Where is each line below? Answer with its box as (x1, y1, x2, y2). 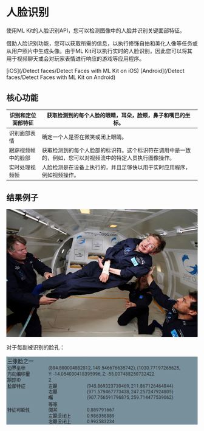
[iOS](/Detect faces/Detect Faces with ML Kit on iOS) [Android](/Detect (6, 67, 185, 74)
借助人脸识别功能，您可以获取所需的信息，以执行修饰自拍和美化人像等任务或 (6, 40, 198, 47)
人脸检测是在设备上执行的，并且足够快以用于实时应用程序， (41, 164, 191, 171)
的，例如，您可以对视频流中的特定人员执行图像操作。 (41, 154, 175, 161)
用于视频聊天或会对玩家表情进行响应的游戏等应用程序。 (6, 55, 144, 62)
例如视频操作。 (41, 171, 80, 178)
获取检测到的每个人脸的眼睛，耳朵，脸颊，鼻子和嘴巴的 (46, 112, 185, 119)
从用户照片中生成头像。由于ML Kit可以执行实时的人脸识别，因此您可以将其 (6, 47, 193, 55)
